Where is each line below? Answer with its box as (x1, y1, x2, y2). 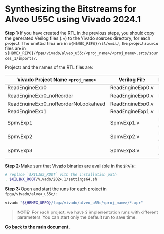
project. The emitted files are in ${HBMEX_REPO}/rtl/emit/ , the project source (5, 40, 159, 46)
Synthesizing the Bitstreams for (5, 3, 137, 15)
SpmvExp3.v (110, 147, 140, 154)
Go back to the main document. (5, 224, 70, 230)
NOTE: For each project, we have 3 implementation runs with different (17, 209, 158, 215)
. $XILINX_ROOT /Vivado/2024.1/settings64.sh (5, 177, 97, 182)
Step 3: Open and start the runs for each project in (5, 186, 107, 191)
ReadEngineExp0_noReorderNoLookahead (7, 100, 106, 107)
